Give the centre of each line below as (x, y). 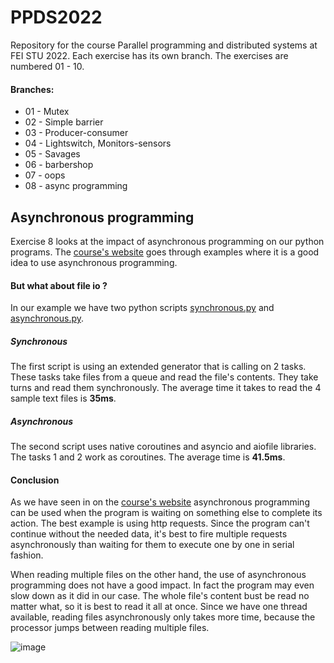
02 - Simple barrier (64, 122)
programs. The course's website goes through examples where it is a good (165, 252)
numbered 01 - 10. (47, 66)
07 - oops (45, 175)
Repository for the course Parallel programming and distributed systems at (164, 45)
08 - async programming (76, 186)
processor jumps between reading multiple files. (110, 628)
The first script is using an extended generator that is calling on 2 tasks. (158, 367)
